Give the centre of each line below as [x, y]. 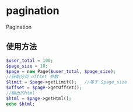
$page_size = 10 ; [27, 66]
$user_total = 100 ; [30, 60]
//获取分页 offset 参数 [32, 77]
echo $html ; [20, 104]
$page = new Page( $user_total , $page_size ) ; [61, 71]
